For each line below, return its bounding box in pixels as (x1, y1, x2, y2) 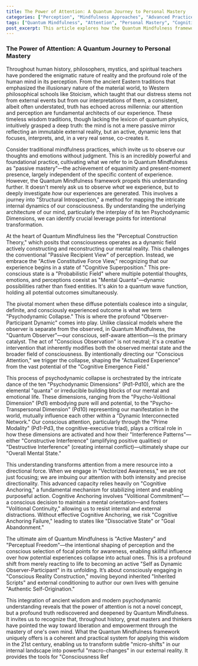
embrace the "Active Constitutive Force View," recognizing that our (6, 257, 169, 264)
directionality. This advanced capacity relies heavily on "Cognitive (6, 480, 167, 487)
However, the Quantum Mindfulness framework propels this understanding (6, 177, 187, 184)
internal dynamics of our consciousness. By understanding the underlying (6, 202, 186, 209)
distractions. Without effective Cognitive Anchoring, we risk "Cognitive (6, 511, 178, 518)
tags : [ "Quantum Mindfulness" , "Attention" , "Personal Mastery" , (6, 19, 170, 25)
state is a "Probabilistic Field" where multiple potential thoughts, (32, 270, 188, 277)
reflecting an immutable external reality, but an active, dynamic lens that (6, 128, 181, 135)
